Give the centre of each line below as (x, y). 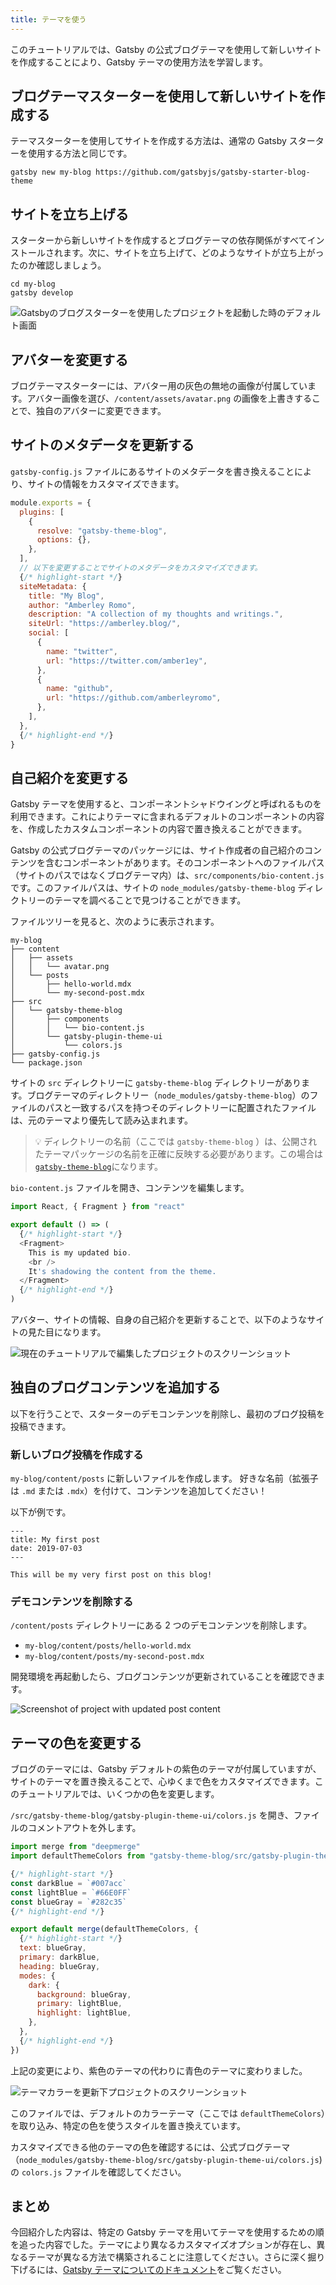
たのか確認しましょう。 (58, 265)
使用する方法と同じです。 (80, 153)
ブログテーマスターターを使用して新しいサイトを (161, 96)
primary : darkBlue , (60, 1957)
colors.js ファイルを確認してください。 (104, 2172)
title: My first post (55, 1540)
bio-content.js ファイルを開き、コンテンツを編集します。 (130, 1188)
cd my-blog (33, 284)
